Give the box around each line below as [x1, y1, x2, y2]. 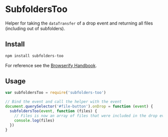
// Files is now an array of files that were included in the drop [14, 113, 157, 118]
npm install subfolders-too [5, 53, 64, 58]
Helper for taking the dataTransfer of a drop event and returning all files [5, 20, 153, 26]
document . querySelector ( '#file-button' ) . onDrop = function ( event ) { [5, 104, 153, 109]
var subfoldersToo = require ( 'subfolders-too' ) [5, 90, 106, 95]
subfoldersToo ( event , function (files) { [9, 109, 97, 114]
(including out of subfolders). [5, 25, 65, 31]
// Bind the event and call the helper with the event [5, 99, 122, 104]
